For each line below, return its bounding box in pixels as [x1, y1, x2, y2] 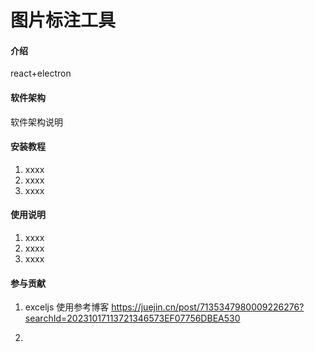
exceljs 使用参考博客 [24, 301, 110, 313]
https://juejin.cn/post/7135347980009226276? [111, 301, 305, 313]
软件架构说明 [10, 116, 63, 128]
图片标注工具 [10, 9, 117, 32]
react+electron [10, 67, 72, 80]
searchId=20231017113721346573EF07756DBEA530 [24, 312, 241, 325]
